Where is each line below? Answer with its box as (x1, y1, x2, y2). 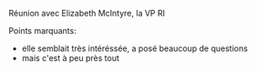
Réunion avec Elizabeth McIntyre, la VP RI (8, 8, 166, 18)
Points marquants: (8, 25, 77, 35)
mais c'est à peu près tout (21, 53, 120, 63)
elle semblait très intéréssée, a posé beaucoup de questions (21, 43, 248, 54)
